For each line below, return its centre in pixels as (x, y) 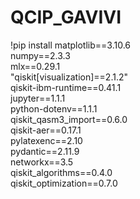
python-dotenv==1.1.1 (54, 108)
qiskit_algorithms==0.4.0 (61, 172)
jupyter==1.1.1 (38, 98)
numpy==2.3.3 (40, 55)
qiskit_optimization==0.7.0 (64, 183)
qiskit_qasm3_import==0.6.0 (69, 119)
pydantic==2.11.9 (45, 151)
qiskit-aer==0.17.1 (46, 130)
